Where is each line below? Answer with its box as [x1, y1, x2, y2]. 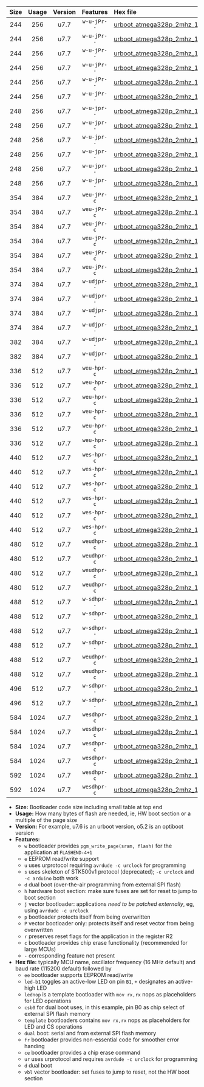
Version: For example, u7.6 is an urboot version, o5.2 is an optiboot [15, 823, 184, 830]
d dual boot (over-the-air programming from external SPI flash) [24, 881, 181, 888]
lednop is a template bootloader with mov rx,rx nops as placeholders [24, 991, 196, 998]
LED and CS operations [24, 1023, 83, 1030]
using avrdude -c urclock [24, 907, 89, 914]
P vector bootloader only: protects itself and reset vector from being [24, 920, 194, 927]
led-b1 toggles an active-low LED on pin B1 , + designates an [24, 978, 174, 985]
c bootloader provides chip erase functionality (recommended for [24, 939, 188, 946]
